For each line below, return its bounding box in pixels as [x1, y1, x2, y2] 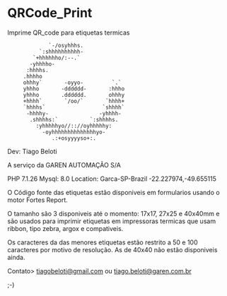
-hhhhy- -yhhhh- [25, 109, 122, 117]
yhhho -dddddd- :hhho [23, 85, 125, 93]
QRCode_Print [7, 5, 93, 21]
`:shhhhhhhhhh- [38, 48, 83, 55]
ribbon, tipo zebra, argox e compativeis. [7, 224, 124, 232]
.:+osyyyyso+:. [52, 134, 97, 142]
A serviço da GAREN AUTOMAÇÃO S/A [7, 160, 122, 169]
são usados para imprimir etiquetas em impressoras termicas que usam [7, 217, 216, 225]
